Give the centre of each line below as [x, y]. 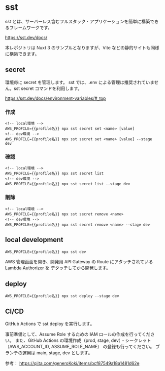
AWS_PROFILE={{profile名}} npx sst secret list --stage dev [68, 184]
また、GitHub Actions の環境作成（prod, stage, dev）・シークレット [83, 340]
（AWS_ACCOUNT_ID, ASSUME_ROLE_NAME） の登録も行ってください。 [80, 347]
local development [34, 240]
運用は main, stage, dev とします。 [57, 353]
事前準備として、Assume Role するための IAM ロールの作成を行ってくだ [78, 334]
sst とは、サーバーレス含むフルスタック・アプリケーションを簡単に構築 [78, 21]
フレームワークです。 [31, 27]
